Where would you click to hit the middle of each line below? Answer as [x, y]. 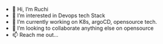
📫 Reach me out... [35, 35]
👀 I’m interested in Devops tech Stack [59, 15]
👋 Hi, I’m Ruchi [30, 9]
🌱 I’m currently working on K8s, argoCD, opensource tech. [85, 22]
